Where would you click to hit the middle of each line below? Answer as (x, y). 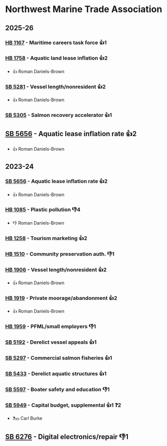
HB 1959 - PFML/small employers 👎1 (51, 327)
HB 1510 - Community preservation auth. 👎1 (60, 254)
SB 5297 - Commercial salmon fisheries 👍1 (59, 358)
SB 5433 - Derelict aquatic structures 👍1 (56, 373)
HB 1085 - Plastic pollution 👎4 (43, 210)
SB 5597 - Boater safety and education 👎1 (57, 389)
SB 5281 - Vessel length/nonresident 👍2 (56, 87)
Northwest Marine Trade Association (84, 9)
